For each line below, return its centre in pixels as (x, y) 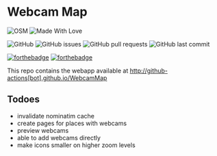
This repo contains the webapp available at (68, 70)
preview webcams (43, 130)
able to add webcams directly (59, 138)
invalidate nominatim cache (55, 116)
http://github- (149, 70)
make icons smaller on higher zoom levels (76, 145)
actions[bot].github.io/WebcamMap (57, 78)
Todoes (23, 100)
